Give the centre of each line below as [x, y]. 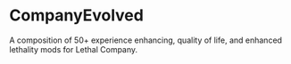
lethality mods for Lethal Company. [74, 49]
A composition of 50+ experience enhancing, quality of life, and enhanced [146, 40]
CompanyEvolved [77, 16]
